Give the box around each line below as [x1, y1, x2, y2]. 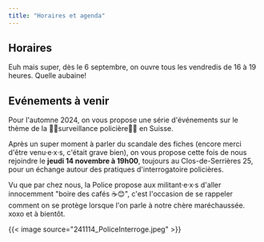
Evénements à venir [8, 93, 110, 108]
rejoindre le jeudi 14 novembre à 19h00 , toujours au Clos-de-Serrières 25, [8, 157, 254, 166]
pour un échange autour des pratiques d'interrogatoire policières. [8, 165, 224, 174]
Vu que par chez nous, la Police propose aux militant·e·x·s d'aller [8, 181, 222, 190]
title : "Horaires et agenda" [8, 11, 106, 20]
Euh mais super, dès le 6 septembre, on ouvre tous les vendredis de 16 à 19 [8, 62, 257, 72]
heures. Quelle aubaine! [8, 71, 86, 81]
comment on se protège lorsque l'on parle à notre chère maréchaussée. [8, 200, 246, 210]
